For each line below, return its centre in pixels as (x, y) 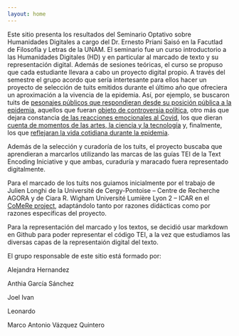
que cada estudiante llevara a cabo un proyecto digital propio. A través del (116, 72)
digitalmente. (27, 169)
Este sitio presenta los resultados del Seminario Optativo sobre (100, 34)
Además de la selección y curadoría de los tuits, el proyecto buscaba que (115, 146)
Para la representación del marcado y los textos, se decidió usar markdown (118, 227)
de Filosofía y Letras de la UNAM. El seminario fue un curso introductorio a (117, 49)
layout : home (27, 14)
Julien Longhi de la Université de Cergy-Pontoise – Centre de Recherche (114, 190)
